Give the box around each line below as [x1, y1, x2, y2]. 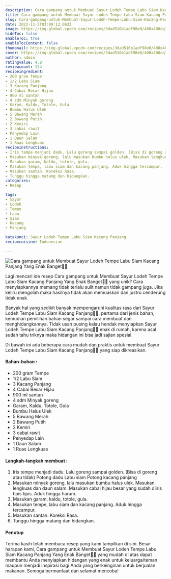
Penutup [5, 529, 24, 536]
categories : [5, 178, 31, 184]
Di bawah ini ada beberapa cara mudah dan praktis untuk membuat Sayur [5, 341, 160, 347]
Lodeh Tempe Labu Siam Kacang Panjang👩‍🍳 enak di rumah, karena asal [5, 326, 156, 332]
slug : [5, 17, 17, 22]
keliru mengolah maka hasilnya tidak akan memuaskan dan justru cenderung [5, 289, 166, 295]
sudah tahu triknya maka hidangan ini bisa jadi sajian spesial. [5, 332, 133, 338]
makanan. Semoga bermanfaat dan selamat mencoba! [5, 568, 119, 574]
